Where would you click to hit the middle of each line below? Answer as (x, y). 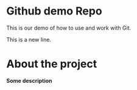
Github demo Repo (54, 11)
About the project (52, 64)
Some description (30, 80)
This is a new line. (29, 39)
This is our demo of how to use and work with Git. (69, 28)
